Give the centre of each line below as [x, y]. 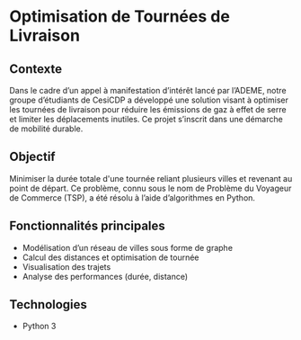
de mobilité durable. [46, 129]
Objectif [32, 157]
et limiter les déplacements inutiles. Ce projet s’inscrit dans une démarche [146, 119]
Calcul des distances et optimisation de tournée [111, 257]
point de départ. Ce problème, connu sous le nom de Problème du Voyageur [150, 188]
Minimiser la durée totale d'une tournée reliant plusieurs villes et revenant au [151, 178]
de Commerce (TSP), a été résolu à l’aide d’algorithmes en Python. [133, 197]
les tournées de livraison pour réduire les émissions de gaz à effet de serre [148, 109]
